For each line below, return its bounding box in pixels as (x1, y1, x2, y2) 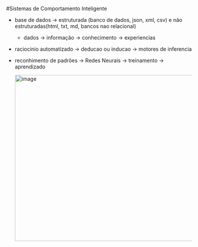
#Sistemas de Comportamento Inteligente (6, 5, 107, 12)
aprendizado (14, 63, 46, 70)
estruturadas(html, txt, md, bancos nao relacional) (14, 23, 137, 29)
